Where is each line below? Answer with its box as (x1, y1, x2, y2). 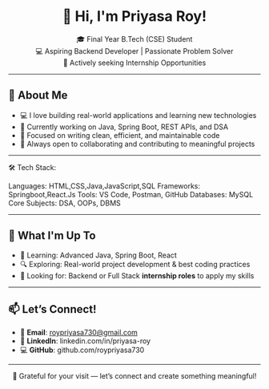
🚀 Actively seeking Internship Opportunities (62, 58, 207, 67)
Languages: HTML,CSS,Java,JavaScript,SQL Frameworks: (8, 180, 201, 191)
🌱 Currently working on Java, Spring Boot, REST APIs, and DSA (19, 122, 229, 132)
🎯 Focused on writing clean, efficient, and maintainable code (19, 130, 220, 140)
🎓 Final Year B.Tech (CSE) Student (76, 34, 193, 43)
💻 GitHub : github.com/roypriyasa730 (19, 345, 145, 355)
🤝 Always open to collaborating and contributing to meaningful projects (19, 139, 255, 148)
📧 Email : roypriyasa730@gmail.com (19, 328, 139, 338)
